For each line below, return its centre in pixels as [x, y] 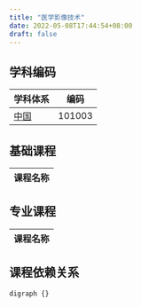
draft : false [33, 34]
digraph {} [29, 294]
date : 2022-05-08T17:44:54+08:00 [71, 26]
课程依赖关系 [44, 273]
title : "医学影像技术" [47, 17]
